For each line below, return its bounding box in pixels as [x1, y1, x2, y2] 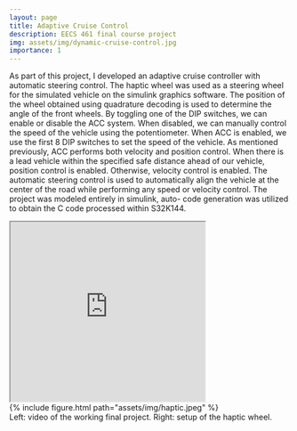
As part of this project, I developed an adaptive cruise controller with [9, 70, 261, 81]
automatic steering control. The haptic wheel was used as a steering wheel [9, 80, 285, 91]
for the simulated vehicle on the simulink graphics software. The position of [9, 90, 285, 101]
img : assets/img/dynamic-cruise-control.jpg [9, 37, 177, 47]
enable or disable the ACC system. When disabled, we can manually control [9, 118, 287, 129]
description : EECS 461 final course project [9, 29, 177, 38]
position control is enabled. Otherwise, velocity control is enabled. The [9, 166, 269, 176]
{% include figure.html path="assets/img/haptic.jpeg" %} [9, 403, 220, 413]
